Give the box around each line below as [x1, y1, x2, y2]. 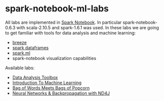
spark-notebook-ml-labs [5, 3, 109, 14]
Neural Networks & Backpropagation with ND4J [12, 90, 110, 96]
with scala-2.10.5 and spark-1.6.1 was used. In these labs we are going [16, 24, 160, 30]
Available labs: [5, 65, 35, 71]
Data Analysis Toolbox [12, 74, 58, 80]
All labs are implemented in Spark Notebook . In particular [5, 19, 122, 25]
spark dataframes [12, 45, 49, 50]
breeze [12, 39, 27, 45]
